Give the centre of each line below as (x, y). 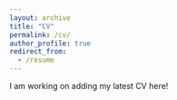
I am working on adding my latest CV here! (89, 86)
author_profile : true (50, 43)
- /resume (36, 60)
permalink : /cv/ (40, 35)
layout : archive (40, 18)
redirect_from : (38, 52)
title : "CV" (32, 26)
